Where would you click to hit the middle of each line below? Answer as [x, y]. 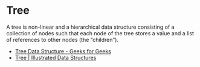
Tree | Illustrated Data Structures [56, 57]
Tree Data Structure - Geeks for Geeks [63, 51]
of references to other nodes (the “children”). [63, 39]
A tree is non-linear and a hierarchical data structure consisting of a [90, 27]
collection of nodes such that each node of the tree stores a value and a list [100, 33]
